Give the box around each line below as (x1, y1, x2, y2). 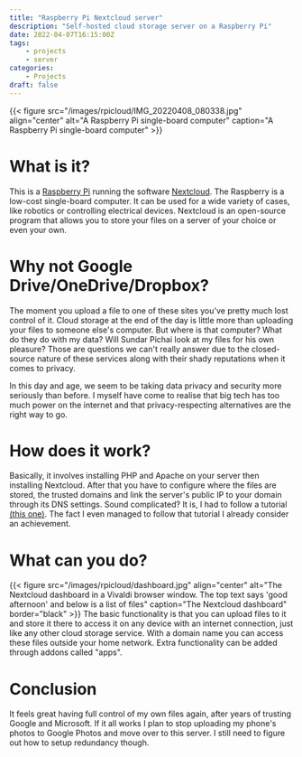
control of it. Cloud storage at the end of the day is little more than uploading (9, 314, 294, 325)
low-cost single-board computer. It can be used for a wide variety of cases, (9, 195, 290, 206)
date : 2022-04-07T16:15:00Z (9, 30, 115, 39)
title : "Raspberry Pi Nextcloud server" (9, 13, 164, 23)
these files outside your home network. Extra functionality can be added (9, 638, 278, 649)
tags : (9, 38, 30, 48)
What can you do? (9, 550, 148, 570)
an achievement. (9, 519, 71, 529)
